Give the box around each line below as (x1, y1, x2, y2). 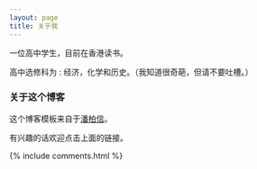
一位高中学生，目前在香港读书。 (9, 47, 128, 58)
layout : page (9, 13, 59, 22)
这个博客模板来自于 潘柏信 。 (9, 113, 113, 124)
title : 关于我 (9, 22, 59, 31)
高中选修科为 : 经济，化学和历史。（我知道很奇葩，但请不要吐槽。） (9, 67, 253, 77)
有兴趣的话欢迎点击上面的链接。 (9, 132, 128, 143)
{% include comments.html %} (9, 150, 124, 161)
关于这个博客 (9, 91, 66, 103)
